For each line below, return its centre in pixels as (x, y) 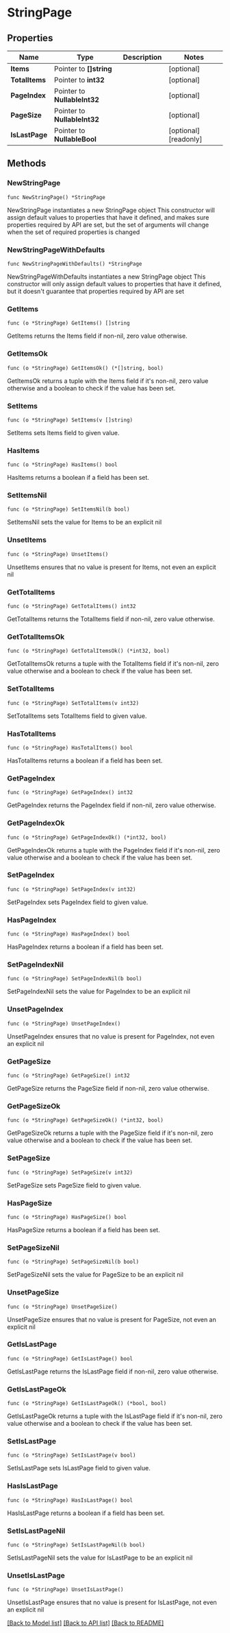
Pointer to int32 (79, 80)
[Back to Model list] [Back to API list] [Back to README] (86, 1623)
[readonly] (186, 139)
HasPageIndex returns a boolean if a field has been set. (85, 947)
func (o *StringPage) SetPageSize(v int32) (70, 1172)
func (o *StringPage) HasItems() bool (62, 465)
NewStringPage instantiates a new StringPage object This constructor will (111, 210)
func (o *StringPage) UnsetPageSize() (62, 1307)
